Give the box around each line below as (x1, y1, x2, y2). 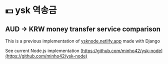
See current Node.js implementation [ (5, 48, 82, 53)
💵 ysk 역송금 (5, 4, 57, 16)
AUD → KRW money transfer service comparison (5, 24, 161, 33)
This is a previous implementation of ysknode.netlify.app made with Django (5, 38, 160, 44)
